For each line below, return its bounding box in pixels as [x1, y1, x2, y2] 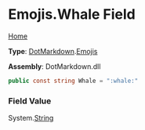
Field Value [8, 96, 52, 107]
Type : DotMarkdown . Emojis [8, 46, 98, 56]
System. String [8, 114, 54, 123]
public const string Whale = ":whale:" [8, 77, 139, 85]
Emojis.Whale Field [8, 5, 136, 23]
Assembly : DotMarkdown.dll [8, 61, 101, 71]
